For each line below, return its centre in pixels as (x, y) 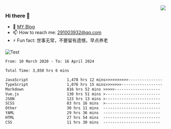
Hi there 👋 (18, 16)
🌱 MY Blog (24, 27)
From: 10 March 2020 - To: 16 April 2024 (50, 61)
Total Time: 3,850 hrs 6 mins (37, 71)
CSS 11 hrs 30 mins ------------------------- (83, 122)
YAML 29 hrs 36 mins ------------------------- (83, 113)
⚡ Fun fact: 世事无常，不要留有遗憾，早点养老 (60, 41)
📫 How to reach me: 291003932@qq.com (57, 33)
